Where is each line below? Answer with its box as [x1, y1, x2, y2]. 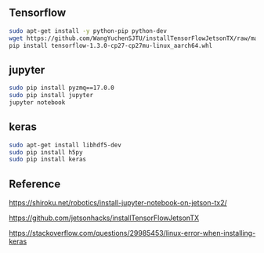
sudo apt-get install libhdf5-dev [9, 141, 122, 149]
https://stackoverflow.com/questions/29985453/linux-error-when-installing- [9, 229, 256, 238]
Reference [9, 177, 61, 190]
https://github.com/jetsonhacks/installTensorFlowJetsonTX [9, 213, 199, 222]
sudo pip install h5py [9, 148, 83, 156]
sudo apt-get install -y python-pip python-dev [9, 27, 168, 34]
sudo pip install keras [9, 156, 87, 164]
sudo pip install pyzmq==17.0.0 [9, 84, 114, 92]
